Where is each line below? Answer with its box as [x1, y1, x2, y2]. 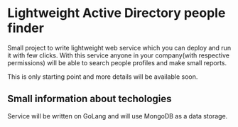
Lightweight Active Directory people [7, 5, 226, 21]
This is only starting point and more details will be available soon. [7, 72, 198, 81]
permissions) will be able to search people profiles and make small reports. [7, 58, 227, 67]
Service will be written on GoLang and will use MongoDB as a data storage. [7, 111, 228, 120]
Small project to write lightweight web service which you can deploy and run [7, 43, 232, 52]
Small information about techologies [7, 93, 172, 105]
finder [7, 20, 45, 36]
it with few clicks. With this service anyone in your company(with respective [7, 51, 229, 60]
